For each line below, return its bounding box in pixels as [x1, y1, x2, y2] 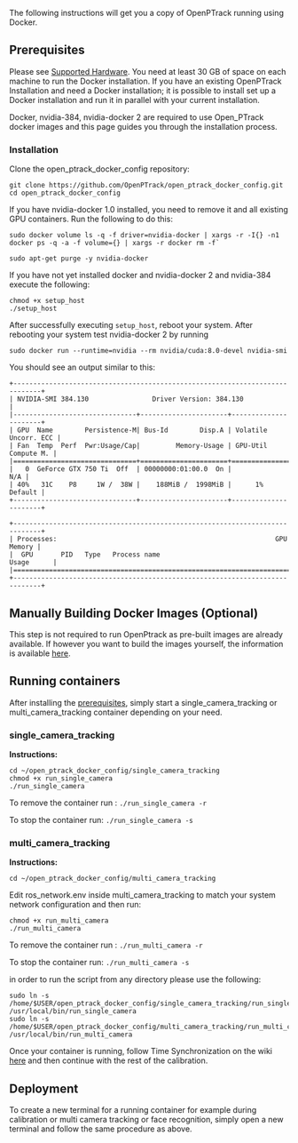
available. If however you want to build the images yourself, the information [9, 638, 284, 649]
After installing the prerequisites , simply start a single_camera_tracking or [9, 697, 278, 707]
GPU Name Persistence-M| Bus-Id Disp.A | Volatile [17, 426, 268, 435]
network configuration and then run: [9, 899, 142, 910]
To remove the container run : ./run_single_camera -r [9, 797, 207, 808]
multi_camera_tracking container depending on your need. [9, 707, 223, 717]
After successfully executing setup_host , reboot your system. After [9, 320, 254, 331]
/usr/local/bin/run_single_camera [9, 1007, 137, 1016]
